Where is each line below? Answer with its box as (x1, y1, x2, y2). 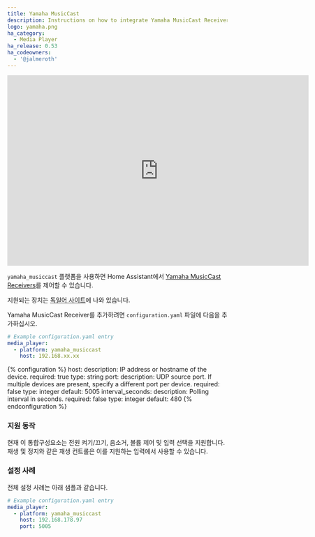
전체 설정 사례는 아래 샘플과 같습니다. (7, 483, 108, 492)
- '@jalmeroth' (13, 56, 58, 63)
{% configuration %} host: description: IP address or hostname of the (7, 365, 207, 374)
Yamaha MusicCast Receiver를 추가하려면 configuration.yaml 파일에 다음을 (7, 310, 220, 319)
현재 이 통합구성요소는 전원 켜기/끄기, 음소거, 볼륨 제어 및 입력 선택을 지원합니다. (7, 438, 226, 446)
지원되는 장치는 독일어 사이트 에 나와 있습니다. (7, 296, 131, 304)
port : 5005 (20, 523, 52, 530)
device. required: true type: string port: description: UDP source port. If (7, 372, 212, 381)
